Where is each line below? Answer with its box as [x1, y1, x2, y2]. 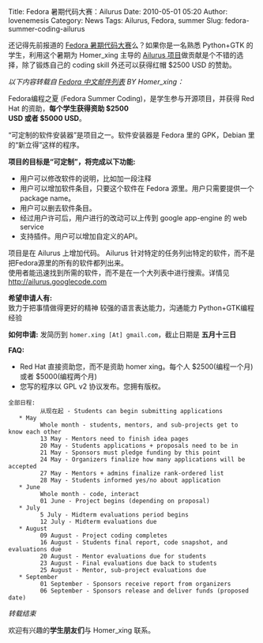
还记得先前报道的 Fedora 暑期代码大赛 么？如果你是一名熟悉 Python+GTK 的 [8, 40, 254, 50]
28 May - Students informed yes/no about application [39, 476, 221, 484]
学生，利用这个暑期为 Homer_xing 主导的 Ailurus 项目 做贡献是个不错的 [8, 51, 237, 59]
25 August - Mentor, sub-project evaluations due [39, 566, 207, 574]
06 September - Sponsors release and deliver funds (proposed [39, 587, 249, 595]
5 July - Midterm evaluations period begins [39, 511, 190, 519]
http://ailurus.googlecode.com [8, 277, 107, 286]
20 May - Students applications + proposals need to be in [39, 442, 239, 449]
